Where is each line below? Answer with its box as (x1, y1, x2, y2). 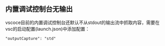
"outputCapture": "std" (5, 36, 56, 41)
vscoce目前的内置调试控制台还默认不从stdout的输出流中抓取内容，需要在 (5, 19, 160, 26)
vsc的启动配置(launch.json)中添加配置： (5, 26, 90, 32)
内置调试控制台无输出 (5, 5, 73, 14)
